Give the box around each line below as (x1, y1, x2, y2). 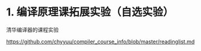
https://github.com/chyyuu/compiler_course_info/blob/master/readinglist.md (6, 38, 195, 45)
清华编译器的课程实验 (6, 26, 59, 33)
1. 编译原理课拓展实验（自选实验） (6, 5, 174, 19)
